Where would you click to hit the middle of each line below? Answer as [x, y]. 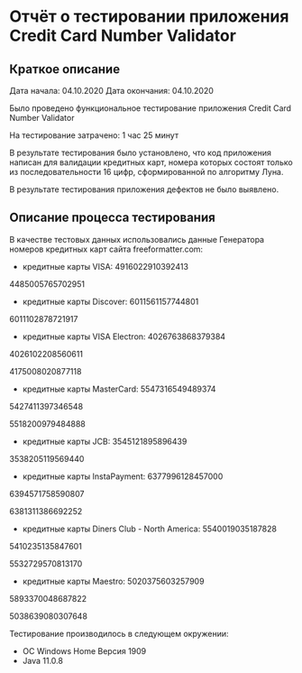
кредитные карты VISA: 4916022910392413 [105, 266]
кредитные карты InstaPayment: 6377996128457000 [123, 476]
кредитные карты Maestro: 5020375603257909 [113, 581]
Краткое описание [64, 69]
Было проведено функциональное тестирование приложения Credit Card [150, 108]
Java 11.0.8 [42, 660]
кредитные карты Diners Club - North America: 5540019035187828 [150, 529]
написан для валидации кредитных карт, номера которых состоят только [151, 162]
